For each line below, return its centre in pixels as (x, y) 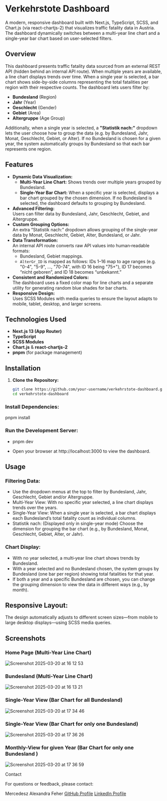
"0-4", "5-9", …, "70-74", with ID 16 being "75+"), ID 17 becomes (86, 267)
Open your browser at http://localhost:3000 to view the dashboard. (81, 451)
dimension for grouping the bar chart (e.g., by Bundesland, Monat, (80, 529)
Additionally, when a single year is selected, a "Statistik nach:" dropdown (82, 128)
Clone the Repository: (35, 380)
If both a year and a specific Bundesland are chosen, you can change (84, 579)
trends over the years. (35, 508)
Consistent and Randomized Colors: (51, 277)
